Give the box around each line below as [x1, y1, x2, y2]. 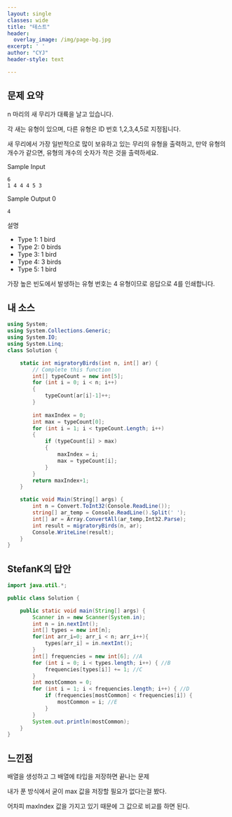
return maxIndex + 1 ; [32, 477, 90, 484]
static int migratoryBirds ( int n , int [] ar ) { [20, 359, 158, 367]
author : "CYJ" [7, 50, 49, 57]
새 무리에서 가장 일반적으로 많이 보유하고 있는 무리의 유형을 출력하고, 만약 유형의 [7, 140, 226, 148]
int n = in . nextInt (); [32, 620, 99, 628]
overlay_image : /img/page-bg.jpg [13, 36, 111, 43]
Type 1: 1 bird [17, 235, 56, 243]
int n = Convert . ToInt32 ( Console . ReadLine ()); [32, 503, 171, 510]
